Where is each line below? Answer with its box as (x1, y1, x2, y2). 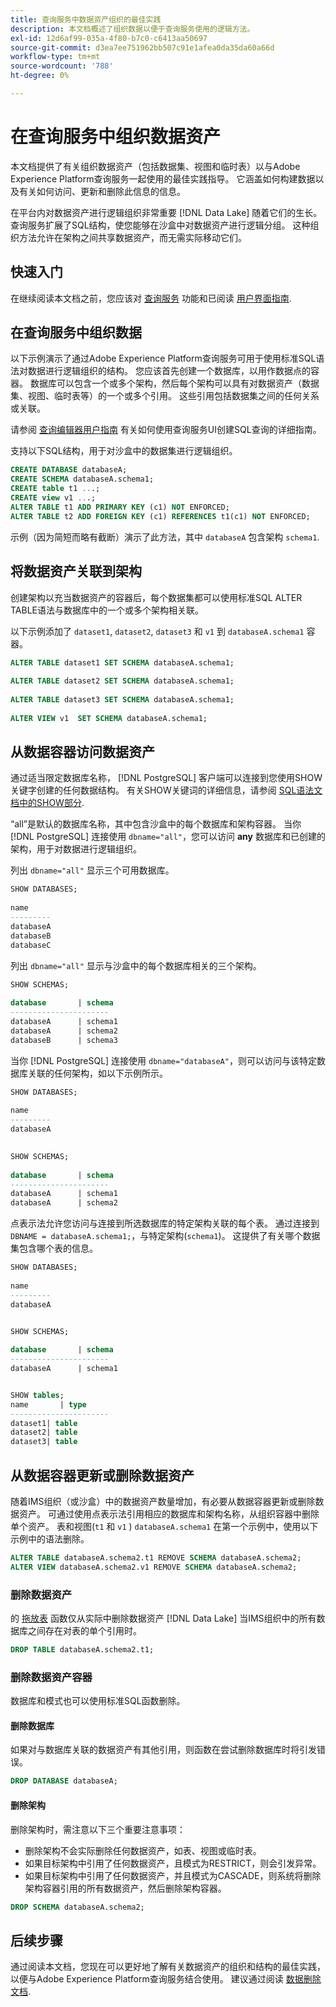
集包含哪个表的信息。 (10, 1242, 98, 1255)
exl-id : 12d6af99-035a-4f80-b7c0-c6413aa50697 (10, 33, 208, 43)
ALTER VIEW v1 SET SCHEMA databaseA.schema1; (10, 713, 208, 723)
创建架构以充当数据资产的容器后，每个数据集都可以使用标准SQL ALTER (10, 591, 303, 603)
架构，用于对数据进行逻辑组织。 (10, 843, 142, 855)
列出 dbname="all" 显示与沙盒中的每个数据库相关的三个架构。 (10, 959, 262, 971)
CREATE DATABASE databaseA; (10, 465, 128, 475)
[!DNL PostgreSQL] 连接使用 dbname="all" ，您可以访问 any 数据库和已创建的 (10, 831, 326, 843)
